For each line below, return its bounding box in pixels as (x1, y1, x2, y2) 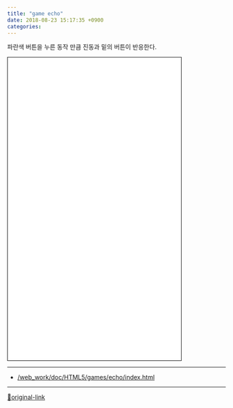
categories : (7, 23, 42, 30)
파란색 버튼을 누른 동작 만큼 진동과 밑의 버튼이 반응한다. (7, 43, 157, 51)
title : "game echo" (7, 10, 64, 17)
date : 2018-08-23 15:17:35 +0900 (7, 17, 104, 24)
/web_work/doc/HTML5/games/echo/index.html (17, 373, 155, 382)
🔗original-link (7, 393, 46, 402)
